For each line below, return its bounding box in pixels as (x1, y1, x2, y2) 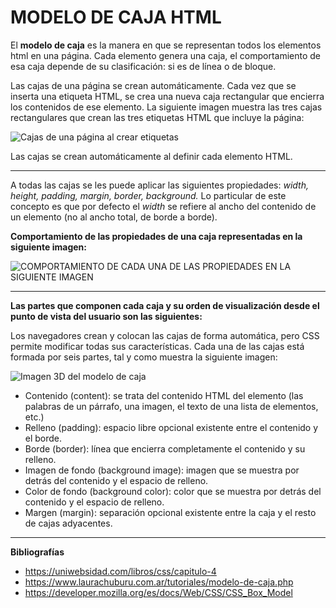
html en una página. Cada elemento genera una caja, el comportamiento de (10, 49, 321, 61)
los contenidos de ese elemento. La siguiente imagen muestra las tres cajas (10, 101, 323, 113)
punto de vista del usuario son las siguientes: (10, 310, 203, 322)
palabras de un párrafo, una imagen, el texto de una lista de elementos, (24, 400, 319, 412)
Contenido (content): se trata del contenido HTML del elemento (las (24, 389, 304, 401)
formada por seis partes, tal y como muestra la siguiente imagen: (10, 351, 278, 363)
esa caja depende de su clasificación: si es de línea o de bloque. (10, 60, 277, 72)
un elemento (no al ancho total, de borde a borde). (10, 211, 218, 223)
